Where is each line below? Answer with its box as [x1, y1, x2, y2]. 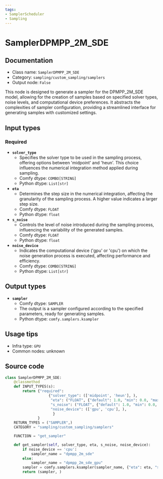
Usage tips [5, 330, 38, 338]
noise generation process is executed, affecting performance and [19, 253, 150, 259]
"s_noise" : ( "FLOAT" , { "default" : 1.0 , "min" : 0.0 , [50, 402, 158, 407]
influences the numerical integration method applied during [19, 165, 138, 171]
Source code [5, 362, 45, 371]
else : [22, 456, 34, 461]
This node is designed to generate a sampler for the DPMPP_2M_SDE [5, 89, 144, 95]
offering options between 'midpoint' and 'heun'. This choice [19, 160, 139, 166]
